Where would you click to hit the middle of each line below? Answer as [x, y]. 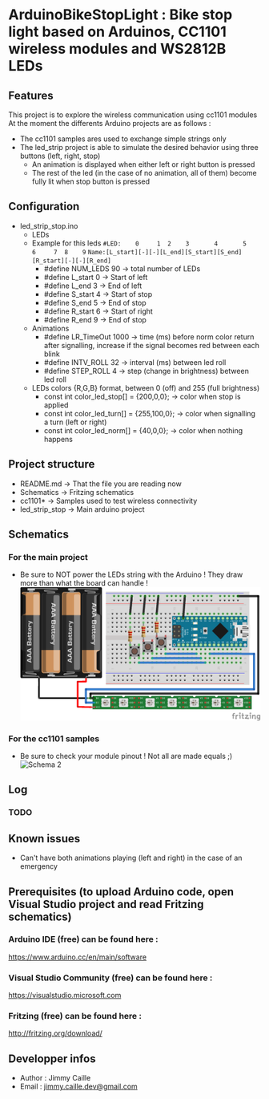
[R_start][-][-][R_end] [72, 261]
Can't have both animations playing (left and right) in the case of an [131, 858]
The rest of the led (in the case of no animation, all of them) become [145, 173]
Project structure [52, 464]
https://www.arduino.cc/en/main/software [77, 957]
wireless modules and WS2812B [117, 49]
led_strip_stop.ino [49, 225]
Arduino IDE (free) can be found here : [83, 939]
